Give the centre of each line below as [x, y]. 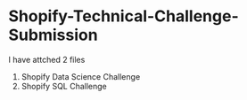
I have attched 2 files [47, 59]
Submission [54, 35]
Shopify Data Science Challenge [81, 76]
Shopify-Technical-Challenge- [123, 16]
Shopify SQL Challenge [64, 86]
